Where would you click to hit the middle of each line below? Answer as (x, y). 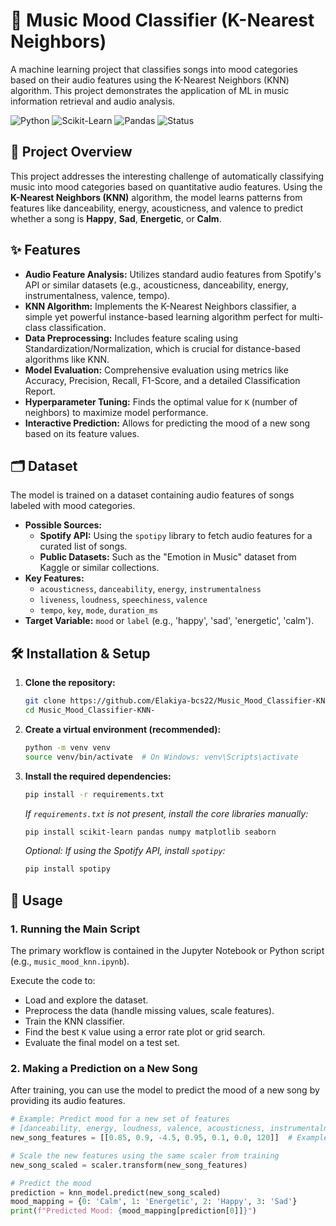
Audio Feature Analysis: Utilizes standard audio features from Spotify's (173, 274)
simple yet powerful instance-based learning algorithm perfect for (161, 316)
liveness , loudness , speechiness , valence (123, 600)
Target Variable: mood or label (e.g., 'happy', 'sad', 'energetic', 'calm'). (169, 621)
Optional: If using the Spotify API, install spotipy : (125, 851)
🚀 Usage (36, 900)
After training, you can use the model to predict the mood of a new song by (165, 1090)
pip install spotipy (67, 869)
